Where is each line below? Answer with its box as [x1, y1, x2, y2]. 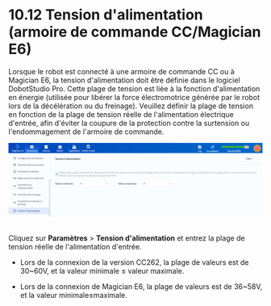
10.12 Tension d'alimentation [8, 6, 203, 24]
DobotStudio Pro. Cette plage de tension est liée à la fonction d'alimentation [8, 83, 261, 94]
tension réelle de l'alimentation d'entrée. [8, 241, 143, 251]
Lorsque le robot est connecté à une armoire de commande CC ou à [8, 66, 236, 76]
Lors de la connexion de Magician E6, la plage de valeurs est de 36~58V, [19, 281, 263, 291]
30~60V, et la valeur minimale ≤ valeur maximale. [19, 266, 185, 275]
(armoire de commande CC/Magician [8, 23, 261, 41]
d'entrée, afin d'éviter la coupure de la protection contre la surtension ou [8, 118, 250, 128]
